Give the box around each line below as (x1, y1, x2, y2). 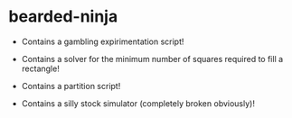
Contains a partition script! (21, 80, 121, 91)
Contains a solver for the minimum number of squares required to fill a (21, 53, 284, 64)
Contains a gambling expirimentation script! (21, 36, 184, 47)
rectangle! (21, 63, 60, 74)
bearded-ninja (8, 6, 118, 27)
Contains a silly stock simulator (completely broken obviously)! (21, 97, 255, 109)
